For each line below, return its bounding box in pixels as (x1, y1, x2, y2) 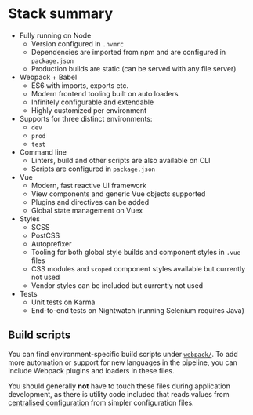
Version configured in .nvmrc (31, 38, 124, 48)
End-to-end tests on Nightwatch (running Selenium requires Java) (31, 305, 245, 315)
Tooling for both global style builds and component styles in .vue (31, 247, 241, 257)
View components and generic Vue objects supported (31, 189, 206, 198)
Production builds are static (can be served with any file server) (31, 64, 237, 73)
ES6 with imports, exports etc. (31, 80, 129, 90)
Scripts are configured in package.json (31, 164, 156, 173)
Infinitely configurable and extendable (31, 97, 154, 107)
